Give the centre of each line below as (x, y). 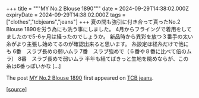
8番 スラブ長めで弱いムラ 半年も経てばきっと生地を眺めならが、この (103, 59)
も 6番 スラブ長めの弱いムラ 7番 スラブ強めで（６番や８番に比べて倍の (97, 51)
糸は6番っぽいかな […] (34, 66)
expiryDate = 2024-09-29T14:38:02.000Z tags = (66, 15)
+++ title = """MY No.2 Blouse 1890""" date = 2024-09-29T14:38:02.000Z (97, 9)
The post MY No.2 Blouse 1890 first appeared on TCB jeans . (80, 78)
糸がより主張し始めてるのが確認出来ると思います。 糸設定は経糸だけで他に (97, 44)
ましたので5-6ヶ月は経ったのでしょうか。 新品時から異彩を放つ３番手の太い (100, 37)
